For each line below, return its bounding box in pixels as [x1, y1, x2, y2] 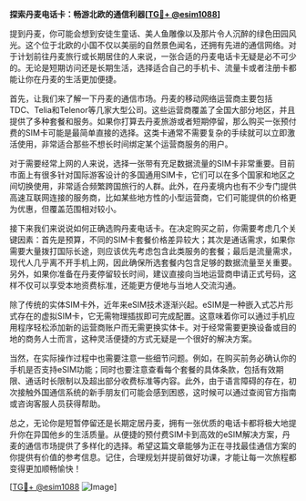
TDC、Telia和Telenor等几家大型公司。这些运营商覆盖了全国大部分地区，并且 [9, 105, 296, 115]
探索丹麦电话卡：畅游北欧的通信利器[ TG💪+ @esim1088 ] [9, 9, 221, 19]
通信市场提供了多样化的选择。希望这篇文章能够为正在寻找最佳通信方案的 [25, 441, 297, 451]
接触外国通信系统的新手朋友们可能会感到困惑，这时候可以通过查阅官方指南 [16, 387, 297, 397]
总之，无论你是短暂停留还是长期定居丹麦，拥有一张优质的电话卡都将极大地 [9, 418, 289, 428]
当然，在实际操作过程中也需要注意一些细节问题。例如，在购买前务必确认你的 [9, 353, 297, 363]
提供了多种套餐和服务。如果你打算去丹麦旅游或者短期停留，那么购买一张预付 [9, 116, 297, 127]
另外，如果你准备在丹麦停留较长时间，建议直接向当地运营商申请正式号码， [9, 269, 289, 279]
